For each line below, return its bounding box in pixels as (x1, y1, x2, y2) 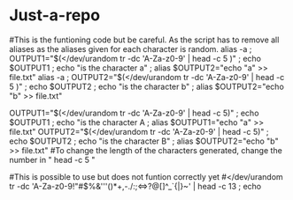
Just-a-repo (9, 5, 100, 26)
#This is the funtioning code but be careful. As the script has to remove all (9, 34, 280, 45)
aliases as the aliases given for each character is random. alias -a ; (9, 43, 252, 54)
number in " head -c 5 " (9, 154, 96, 165)
